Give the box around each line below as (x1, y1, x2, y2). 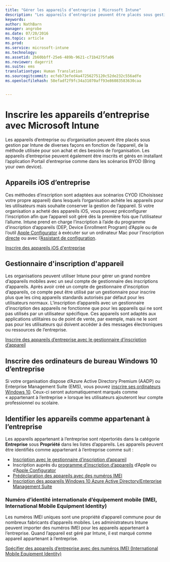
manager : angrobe (5, 26, 42, 31)
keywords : (5, 17, 26, 22)
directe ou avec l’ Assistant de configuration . (5, 235, 97, 241)
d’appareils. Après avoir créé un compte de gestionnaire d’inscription (5, 284, 149, 290)
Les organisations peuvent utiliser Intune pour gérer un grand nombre (5, 273, 151, 279)
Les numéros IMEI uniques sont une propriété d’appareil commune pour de (5, 514, 161, 520)
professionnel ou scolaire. (5, 400, 59, 406)
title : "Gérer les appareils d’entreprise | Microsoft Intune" (5, 7, 142, 13)
